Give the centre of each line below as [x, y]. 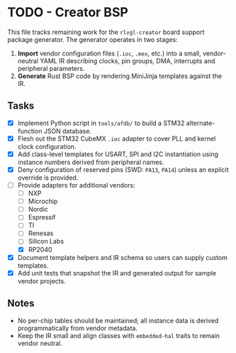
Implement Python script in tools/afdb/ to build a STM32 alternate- [116, 123]
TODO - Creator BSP [68, 12]
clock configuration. [47, 146]
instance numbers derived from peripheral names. [91, 162]
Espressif [42, 217]
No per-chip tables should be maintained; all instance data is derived [118, 320]
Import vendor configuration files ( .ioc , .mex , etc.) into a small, [109, 53]
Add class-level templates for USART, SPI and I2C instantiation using [118, 154]
